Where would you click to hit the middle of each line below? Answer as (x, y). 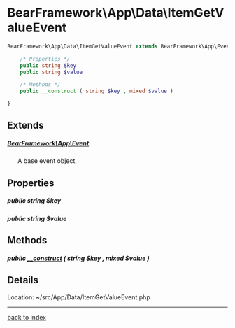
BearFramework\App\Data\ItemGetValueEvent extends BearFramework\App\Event (120, 46)
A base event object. (47, 161)
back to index (27, 317)
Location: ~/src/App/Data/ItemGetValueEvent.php (79, 297)
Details (23, 280)
